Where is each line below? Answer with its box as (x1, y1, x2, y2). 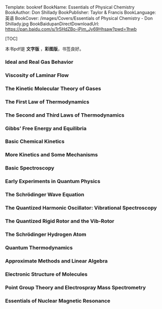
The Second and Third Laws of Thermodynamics (5, 111, 124, 118)
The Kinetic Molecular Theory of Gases (5, 85, 101, 92)
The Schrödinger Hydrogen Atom (5, 231, 86, 238)
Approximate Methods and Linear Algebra (5, 257, 108, 264)
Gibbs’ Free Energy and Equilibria (5, 125, 87, 132)
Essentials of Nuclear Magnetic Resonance (5, 297, 111, 304)
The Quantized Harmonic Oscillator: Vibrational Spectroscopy (5, 205, 157, 212)
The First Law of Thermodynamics (5, 98, 90, 105)
